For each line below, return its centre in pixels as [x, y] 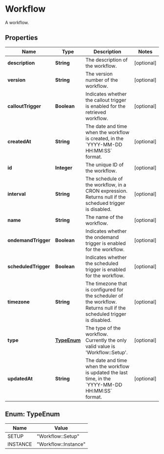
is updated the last [106, 373]
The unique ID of [104, 164]
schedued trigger [105, 203]
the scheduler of [104, 296]
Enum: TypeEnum [32, 414]
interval [17, 194]
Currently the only [106, 340]
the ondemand [102, 237]
